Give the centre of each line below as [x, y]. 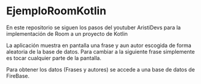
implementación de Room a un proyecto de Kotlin [67, 33]
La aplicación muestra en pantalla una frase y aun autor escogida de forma [99, 45]
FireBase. [18, 76]
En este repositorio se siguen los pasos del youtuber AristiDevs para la [94, 27]
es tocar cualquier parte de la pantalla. [54, 58]
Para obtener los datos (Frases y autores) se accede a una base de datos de [100, 69]
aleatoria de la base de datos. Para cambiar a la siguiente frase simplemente [100, 51]
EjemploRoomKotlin [56, 11]
